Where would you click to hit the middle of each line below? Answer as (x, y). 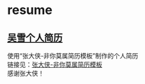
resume (30, 10)
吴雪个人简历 (35, 37)
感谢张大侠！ (26, 73)
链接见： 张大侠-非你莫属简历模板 (55, 64)
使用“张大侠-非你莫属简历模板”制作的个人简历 (73, 56)
